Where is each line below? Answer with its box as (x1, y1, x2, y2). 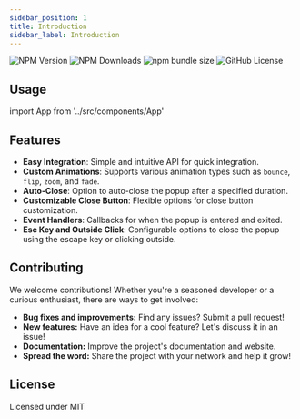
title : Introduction (9, 22, 88, 31)
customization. (22, 205, 79, 215)
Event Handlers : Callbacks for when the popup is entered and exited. (22, 215, 284, 225)
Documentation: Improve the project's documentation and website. (22, 341, 276, 352)
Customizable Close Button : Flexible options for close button (22, 195, 254, 206)
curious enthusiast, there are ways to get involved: (9, 293, 199, 305)
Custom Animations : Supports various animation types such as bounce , (22, 166, 291, 177)
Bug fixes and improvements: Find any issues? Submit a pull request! (22, 312, 285, 322)
